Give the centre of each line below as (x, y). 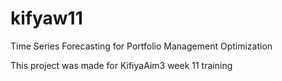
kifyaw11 (46, 18)
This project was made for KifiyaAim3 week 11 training (121, 65)
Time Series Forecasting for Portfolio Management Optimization (141, 46)
